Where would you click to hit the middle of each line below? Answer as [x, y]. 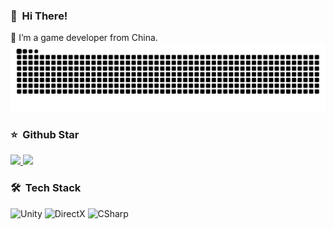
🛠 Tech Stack [46, 188]
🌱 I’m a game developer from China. [84, 38]
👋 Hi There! [39, 16]
